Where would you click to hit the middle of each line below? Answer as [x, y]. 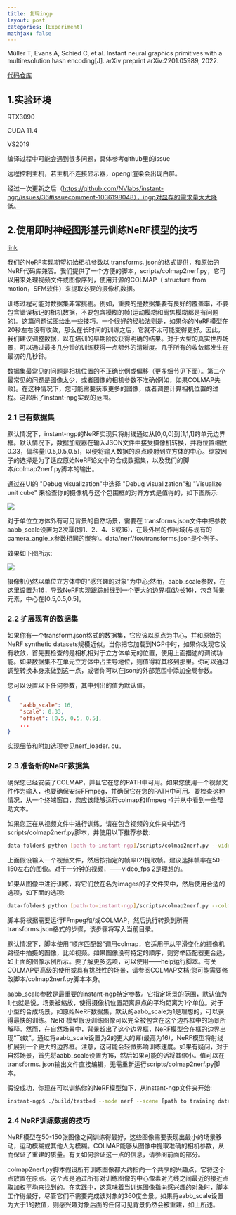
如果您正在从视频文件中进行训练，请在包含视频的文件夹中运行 [97, 824]
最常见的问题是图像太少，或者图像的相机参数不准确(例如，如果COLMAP [111, 379]
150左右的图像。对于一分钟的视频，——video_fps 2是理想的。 [97, 869]
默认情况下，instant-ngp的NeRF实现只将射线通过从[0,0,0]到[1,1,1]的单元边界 [117, 434]
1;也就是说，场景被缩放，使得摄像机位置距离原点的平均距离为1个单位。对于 [115, 1002]
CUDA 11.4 [22, 131]
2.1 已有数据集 [31, 417]
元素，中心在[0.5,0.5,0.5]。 [46, 599]
